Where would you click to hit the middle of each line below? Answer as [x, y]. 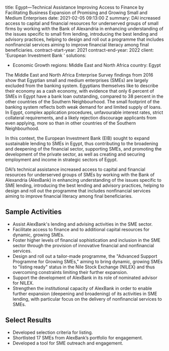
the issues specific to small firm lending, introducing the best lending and [81, 34]
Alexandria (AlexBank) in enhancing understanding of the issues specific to [83, 180]
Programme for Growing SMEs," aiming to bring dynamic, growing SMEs [88, 261]
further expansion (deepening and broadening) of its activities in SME [85, 294]
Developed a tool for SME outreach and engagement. [68, 343]
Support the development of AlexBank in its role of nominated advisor [85, 277]
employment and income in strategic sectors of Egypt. [62, 160]
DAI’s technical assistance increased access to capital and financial [75, 169]
